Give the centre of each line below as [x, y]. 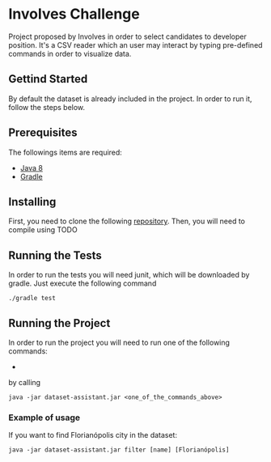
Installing [32, 202]
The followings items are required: [66, 152]
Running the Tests [55, 255]
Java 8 [31, 167]
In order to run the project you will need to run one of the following [119, 342]
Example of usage [44, 417]
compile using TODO [43, 230]
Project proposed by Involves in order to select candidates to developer [127, 36]
